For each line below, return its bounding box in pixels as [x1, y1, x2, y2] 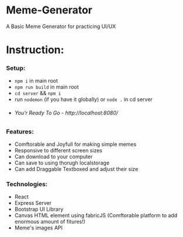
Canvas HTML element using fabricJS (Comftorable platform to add [14, 212, 178, 219]
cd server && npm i [14, 90, 61, 97]
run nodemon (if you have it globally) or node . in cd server [14, 96, 153, 103]
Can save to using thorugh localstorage [14, 159, 110, 166]
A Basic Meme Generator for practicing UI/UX [6, 23, 116, 30]
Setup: [6, 64, 26, 72]
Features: [6, 127, 34, 135]
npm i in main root [14, 77, 58, 85]
